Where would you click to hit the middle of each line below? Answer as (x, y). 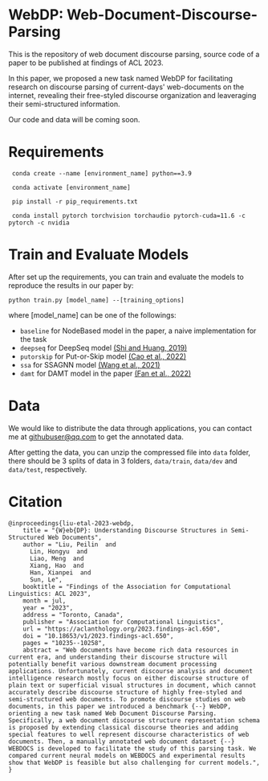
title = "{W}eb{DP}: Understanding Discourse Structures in (125, 530)
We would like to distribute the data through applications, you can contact (130, 428)
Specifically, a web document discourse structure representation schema (134, 720)
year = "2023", (48, 608)
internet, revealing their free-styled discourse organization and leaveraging (132, 95)
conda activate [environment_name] (71, 187)
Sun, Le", (46, 580)
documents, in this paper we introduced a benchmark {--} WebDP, (120, 706)
